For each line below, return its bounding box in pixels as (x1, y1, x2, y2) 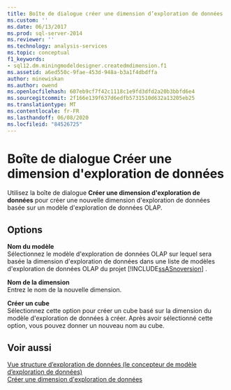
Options (7, 224, 43, 236)
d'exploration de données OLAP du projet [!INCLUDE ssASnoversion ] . (7, 265, 207, 273)
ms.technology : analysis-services (7, 43, 108, 50)
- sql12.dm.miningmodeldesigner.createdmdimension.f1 (7, 62, 167, 69)
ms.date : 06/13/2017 (7, 23, 68, 30)
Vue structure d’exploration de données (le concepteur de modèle (7, 361, 197, 369)
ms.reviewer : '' (7, 36, 54, 43)
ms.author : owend (7, 82, 58, 89)
